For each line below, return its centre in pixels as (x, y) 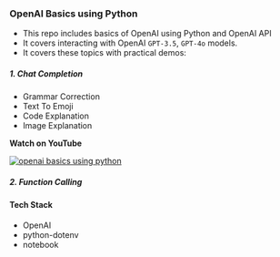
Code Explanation (55, 116)
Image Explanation (57, 126)
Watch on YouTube (46, 143)
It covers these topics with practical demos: (104, 53)
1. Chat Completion (46, 73)
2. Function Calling (46, 181)
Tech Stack (31, 205)
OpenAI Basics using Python (74, 14)
